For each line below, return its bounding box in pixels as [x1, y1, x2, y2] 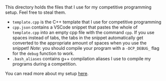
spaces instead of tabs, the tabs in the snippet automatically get [12, 35, 144, 40]
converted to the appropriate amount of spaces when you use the [12, 40, 147, 46]
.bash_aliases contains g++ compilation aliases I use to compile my [12, 56, 151, 61]
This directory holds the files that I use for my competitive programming [5, 4, 152, 10]
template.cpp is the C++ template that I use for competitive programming [12, 19, 162, 25]
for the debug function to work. [12, 50, 74, 56]
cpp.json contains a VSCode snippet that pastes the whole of [12, 24, 138, 30]
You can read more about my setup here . [5, 71, 89, 76]
